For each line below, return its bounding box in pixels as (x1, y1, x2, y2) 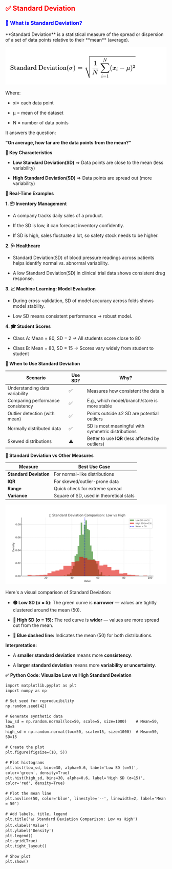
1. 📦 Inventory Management (5, 200, 67, 207)
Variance (7, 493, 27, 499)
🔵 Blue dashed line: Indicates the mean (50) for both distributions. (12, 632, 153, 638)
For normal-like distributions (53, 471, 114, 477)
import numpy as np (5, 688, 47, 693)
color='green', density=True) (5, 770, 70, 775)
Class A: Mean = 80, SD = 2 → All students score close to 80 (12, 335, 141, 341)
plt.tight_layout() (5, 843, 47, 848)
